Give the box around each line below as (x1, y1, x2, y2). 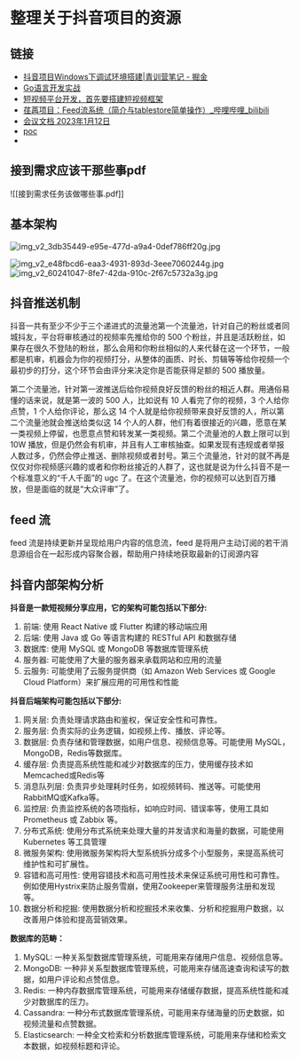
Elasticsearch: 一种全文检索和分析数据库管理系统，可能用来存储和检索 (22, 1030, 279, 1040)
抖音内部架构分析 (10, 577, 104, 592)
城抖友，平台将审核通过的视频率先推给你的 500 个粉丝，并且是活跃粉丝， (10, 332, 278, 343)
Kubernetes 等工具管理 (22, 836, 107, 848)
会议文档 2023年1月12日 (22, 116, 111, 126)
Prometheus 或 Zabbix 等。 (22, 814, 122, 826)
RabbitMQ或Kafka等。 (22, 792, 105, 803)
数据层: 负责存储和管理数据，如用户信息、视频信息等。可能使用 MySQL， (22, 737, 290, 747)
